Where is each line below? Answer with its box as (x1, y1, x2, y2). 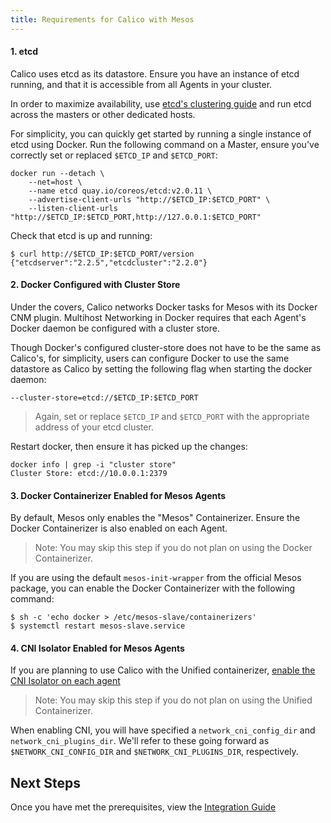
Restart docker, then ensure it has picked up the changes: (10, 441, 248, 453)
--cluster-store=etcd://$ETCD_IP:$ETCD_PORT (10, 393, 199, 403)
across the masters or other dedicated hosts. (10, 108, 196, 120)
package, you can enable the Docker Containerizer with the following (10, 582, 296, 595)
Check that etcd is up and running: (10, 229, 153, 241)
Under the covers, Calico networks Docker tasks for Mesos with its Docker (10, 301, 318, 313)
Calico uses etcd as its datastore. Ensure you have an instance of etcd (10, 67, 300, 80)
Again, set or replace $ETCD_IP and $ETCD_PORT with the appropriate (34, 411, 310, 423)
